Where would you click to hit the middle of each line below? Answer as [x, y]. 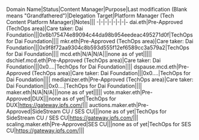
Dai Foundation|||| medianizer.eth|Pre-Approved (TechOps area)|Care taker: [100, 79]
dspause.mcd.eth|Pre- [162, 67]
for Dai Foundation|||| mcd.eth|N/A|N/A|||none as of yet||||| [79, 54]
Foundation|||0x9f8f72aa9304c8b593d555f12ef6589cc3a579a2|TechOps [98, 47]
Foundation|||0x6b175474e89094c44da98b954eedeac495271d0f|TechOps [99, 35]
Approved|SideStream [34, 111]
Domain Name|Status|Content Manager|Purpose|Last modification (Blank [97, 9]
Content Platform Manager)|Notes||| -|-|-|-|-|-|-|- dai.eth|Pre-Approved [94, 22]
